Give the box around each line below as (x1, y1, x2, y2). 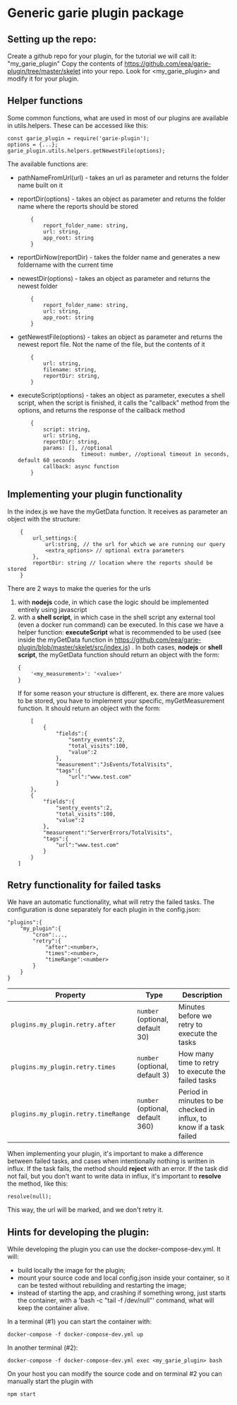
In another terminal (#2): (7, 1343, 78, 1352)
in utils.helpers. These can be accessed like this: (7, 121, 149, 129)
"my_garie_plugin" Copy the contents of (7, 59, 123, 68)
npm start (7, 1391, 37, 1398)
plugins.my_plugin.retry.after (11, 1021, 116, 1029)
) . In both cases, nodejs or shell (128, 642, 223, 652)
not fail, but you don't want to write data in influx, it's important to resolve (7, 1172, 221, 1181)
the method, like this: (7, 1179, 68, 1188)
